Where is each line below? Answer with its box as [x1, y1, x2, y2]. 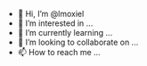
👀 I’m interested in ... [17, 18, 94, 29]
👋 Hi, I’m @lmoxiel [17, 9, 85, 19]
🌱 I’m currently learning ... [17, 28, 113, 37]
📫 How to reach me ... [17, 47, 101, 57]
